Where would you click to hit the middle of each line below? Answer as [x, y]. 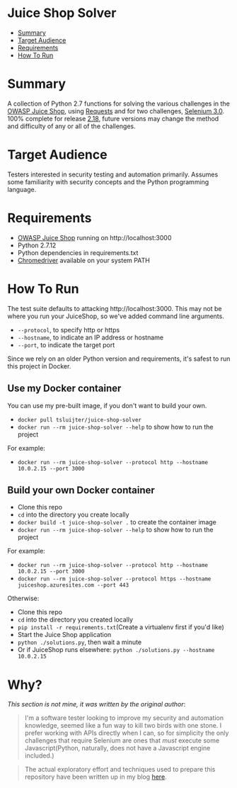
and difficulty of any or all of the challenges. [71, 126]
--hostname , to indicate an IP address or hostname [91, 337]
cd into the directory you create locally [73, 514]
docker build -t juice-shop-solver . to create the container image [117, 522]
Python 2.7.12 [37, 245]
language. [22, 189]
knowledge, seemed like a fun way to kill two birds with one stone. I [123, 726]
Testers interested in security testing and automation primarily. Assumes [113, 174]
